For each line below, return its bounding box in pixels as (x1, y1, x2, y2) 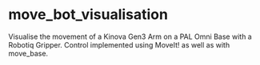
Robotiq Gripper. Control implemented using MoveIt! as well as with (8, 40, 230, 49)
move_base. (8, 48, 49, 58)
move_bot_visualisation (8, 6, 168, 24)
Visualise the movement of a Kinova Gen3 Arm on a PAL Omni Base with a (8, 32, 252, 41)
